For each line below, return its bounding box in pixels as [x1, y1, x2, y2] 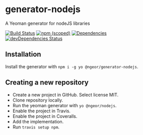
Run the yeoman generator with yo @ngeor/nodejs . [12, 102, 117, 108]
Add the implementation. [12, 118, 64, 124]
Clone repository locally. [12, 97, 63, 103]
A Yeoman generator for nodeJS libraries [5, 20, 90, 26]
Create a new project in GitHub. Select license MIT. [12, 92, 119, 98]
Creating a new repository [5, 78, 89, 87]
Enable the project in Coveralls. [12, 113, 78, 119]
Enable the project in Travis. [12, 108, 70, 114]
